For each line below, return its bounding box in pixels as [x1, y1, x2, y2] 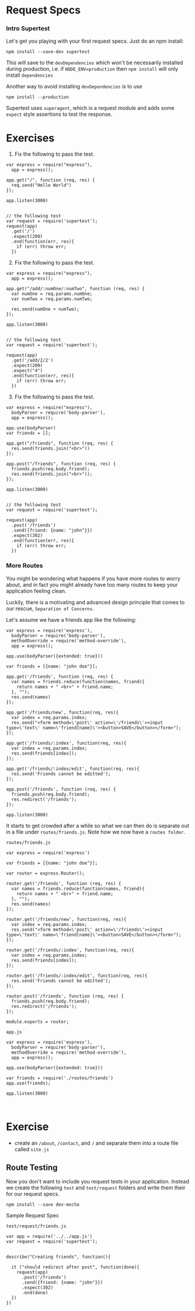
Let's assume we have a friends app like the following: [6, 616, 137, 623]
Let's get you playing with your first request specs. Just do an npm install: [6, 37, 184, 44]
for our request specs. [6, 1190, 60, 1198]
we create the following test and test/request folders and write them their [6, 1184, 186, 1191]
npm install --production [6, 94, 69, 100]
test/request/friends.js [6, 1223, 67, 1229]
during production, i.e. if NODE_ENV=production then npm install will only [6, 66, 179, 73]
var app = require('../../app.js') [6, 1234, 93, 1240]
